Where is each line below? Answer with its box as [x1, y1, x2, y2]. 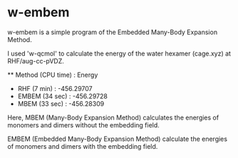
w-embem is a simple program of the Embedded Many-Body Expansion [7, 28, 218, 36]
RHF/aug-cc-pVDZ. [7, 56, 64, 65]
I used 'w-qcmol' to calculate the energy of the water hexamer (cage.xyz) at [7, 49, 232, 58]
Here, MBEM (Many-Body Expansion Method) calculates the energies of [7, 113, 219, 122]
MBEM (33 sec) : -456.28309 [17, 99, 105, 107]
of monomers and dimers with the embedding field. [7, 142, 158, 150]
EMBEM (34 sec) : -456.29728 [17, 92, 108, 100]
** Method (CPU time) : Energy [7, 70, 98, 79]
